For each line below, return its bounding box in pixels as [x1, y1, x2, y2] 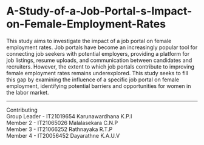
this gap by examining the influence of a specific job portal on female [6, 76, 180, 83]
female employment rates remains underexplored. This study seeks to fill [6, 69, 189, 76]
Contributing [6, 106, 38, 113]
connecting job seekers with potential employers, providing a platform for [6, 50, 190, 57]
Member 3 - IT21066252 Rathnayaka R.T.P [6, 126, 113, 133]
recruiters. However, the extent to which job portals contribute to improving [6, 62, 195, 70]
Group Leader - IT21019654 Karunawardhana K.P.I [6, 112, 132, 120]
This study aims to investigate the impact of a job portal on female [6, 37, 172, 44]
